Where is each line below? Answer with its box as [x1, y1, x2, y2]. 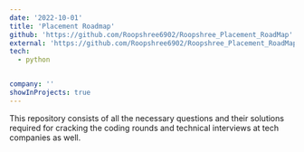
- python [17, 55, 51, 64]
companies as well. [9, 132, 81, 143]
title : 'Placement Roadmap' [9, 22, 116, 31]
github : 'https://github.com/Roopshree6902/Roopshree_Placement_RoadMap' [9, 30, 294, 39]
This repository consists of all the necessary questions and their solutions [9, 112, 285, 123]
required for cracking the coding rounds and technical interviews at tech [9, 122, 279, 133]
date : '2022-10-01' [9, 13, 83, 23]
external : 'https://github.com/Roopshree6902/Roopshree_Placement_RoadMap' [9, 38, 301, 48]
